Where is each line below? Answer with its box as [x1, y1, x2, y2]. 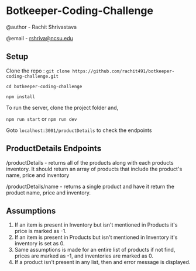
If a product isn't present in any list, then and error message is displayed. [14, 259, 191, 266]
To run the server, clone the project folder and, [6, 104, 119, 111]
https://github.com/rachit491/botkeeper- [72, 68, 175, 74]
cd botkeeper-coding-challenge [6, 84, 82, 89]
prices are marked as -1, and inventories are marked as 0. [14, 252, 154, 259]
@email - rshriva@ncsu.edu [6, 34, 73, 41]
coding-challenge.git [6, 73, 59, 79]
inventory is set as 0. [14, 240, 65, 247]
